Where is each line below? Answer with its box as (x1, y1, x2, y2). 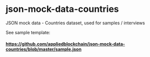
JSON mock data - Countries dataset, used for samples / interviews (5, 20, 145, 26)
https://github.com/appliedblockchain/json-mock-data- (5, 41, 125, 47)
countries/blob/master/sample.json (5, 46, 82, 52)
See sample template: (5, 29, 50, 35)
